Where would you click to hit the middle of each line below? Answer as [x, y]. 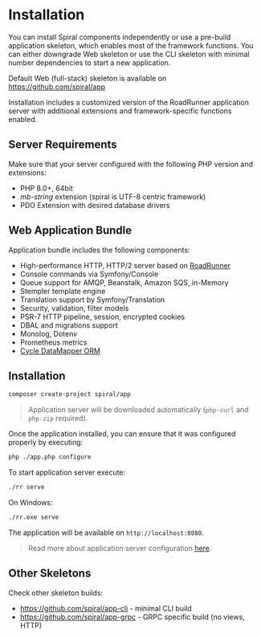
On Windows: [31, 502]
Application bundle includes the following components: [99, 250]
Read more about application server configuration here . [120, 548]
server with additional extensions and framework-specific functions [120, 111]
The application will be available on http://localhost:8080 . [106, 533]
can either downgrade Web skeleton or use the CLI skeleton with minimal [129, 54]
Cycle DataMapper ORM [60, 350]
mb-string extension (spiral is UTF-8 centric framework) [113, 196]
